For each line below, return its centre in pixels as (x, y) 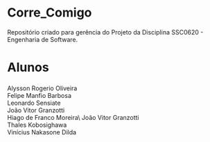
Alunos (28, 67)
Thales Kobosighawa (37, 125)
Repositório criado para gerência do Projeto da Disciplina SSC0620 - (105, 32)
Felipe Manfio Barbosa (39, 95)
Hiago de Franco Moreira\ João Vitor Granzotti (73, 117)
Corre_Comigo (50, 13)
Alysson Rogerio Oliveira (42, 88)
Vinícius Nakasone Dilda (42, 132)
